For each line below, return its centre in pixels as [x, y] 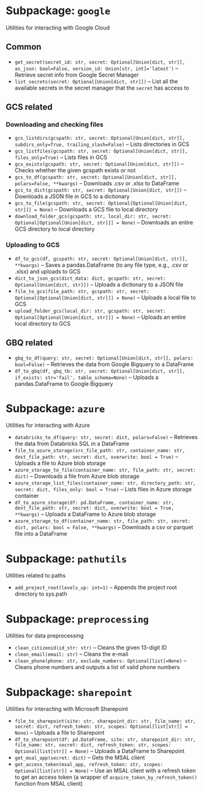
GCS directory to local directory [55, 229]
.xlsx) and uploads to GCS [47, 271]
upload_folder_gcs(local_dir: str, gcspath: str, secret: [90, 311]
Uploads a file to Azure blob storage [60, 463]
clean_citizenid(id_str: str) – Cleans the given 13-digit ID [91, 648]
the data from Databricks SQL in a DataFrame [72, 444]
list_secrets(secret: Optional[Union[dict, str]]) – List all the [96, 81]
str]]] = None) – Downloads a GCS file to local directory [86, 210]
